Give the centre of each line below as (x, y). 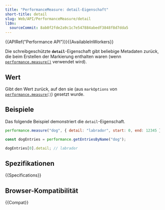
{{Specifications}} (23, 175)
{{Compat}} (17, 202)
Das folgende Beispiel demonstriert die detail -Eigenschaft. (65, 121)
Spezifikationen (30, 163)
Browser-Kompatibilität (42, 191)
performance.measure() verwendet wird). (46, 62)
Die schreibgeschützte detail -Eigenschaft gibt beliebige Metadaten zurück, (82, 52)
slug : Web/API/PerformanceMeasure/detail (48, 19)
